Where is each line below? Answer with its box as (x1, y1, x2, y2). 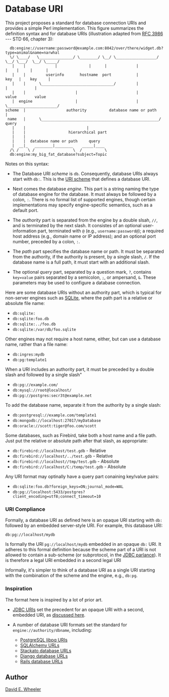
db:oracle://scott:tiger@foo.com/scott (12, 423, 97, 428)
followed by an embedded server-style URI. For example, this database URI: (5, 522, 163, 529)
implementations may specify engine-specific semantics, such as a (12, 202, 153, 208)
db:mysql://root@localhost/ (12, 387, 72, 393)
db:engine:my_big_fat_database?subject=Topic (10, 152, 107, 157)
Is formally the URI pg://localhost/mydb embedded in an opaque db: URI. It (5, 541, 161, 547)
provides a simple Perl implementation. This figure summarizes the (5, 25, 144, 31)
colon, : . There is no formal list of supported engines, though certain (12, 196, 155, 202)
